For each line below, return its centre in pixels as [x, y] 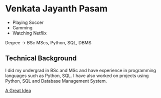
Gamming [22, 27]
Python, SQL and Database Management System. [56, 81]
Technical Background [41, 58]
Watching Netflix [29, 33]
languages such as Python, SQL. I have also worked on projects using [77, 76]
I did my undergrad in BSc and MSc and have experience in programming [81, 70]
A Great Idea [18, 91]
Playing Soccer [28, 22]
